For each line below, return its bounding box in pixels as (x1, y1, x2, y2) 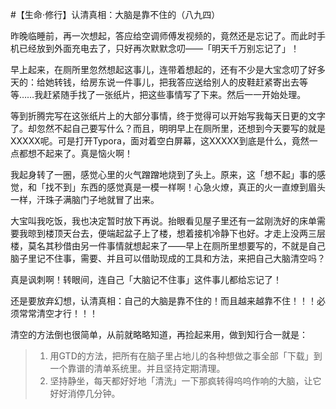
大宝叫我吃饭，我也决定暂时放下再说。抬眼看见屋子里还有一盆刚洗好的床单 (10, 215, 317, 227)
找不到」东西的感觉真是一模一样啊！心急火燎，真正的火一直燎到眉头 (44, 181, 326, 193)
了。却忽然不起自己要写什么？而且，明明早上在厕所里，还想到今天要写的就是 (10, 123, 326, 134)
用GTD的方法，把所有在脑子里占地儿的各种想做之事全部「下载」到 (49, 350, 323, 362)
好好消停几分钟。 (49, 388, 121, 399)
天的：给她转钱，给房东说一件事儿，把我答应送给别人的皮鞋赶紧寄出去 (10, 76, 300, 88)
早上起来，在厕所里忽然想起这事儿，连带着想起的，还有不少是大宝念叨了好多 (10, 64, 326, 75)
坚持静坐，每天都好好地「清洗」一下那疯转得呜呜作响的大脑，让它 (49, 375, 322, 387)
